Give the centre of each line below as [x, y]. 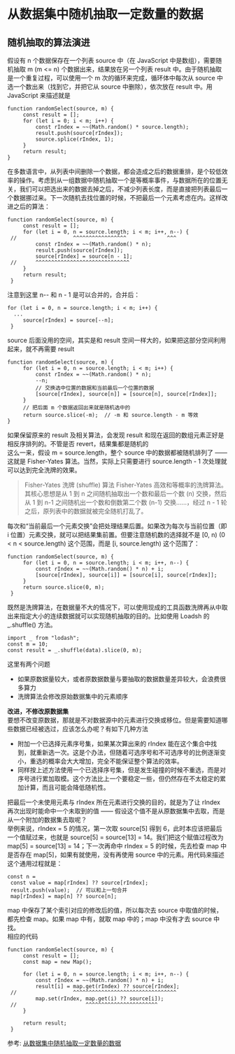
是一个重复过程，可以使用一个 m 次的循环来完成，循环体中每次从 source [111, 78]
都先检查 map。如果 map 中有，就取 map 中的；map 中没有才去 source [109, 919]
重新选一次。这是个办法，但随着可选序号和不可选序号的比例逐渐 [128, 752]
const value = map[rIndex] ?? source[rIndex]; [79, 883]
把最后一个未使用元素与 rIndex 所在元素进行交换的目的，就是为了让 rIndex [114, 802]
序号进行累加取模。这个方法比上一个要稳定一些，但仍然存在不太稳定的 [119, 778]
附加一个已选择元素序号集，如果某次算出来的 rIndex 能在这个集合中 [114, 743]
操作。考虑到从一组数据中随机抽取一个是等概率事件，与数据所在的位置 [120, 180]
